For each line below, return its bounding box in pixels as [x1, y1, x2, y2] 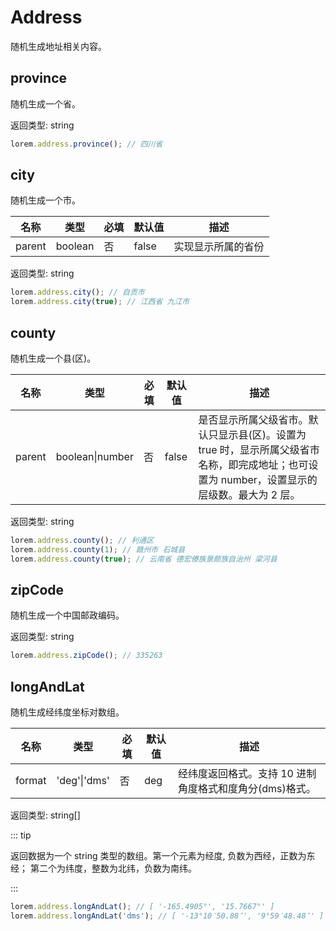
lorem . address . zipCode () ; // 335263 [10, 651, 163, 661]
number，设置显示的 [220, 473, 318, 486]
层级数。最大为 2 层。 [198, 488, 301, 501]
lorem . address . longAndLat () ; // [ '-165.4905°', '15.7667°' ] [10, 902, 275, 912]
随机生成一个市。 [10, 194, 81, 206]
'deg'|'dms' [56, 774, 110, 788]
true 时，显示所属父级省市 [198, 443, 320, 456]
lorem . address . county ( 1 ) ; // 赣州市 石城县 [10, 544, 186, 555]
